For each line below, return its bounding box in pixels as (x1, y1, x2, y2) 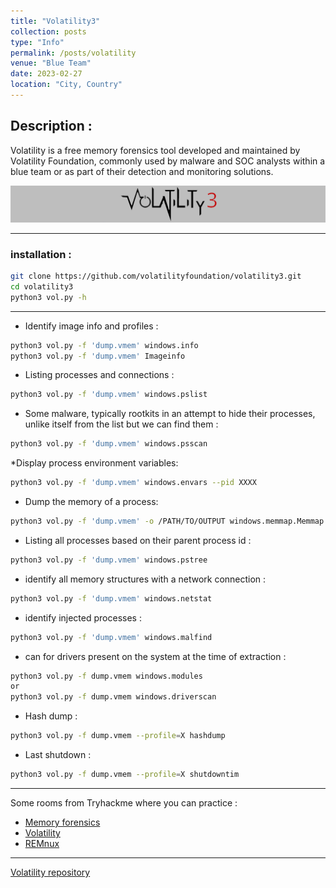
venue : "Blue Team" (10, 58, 92, 69)
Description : (10, 118, 93, 135)
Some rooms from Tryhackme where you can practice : (10, 796, 238, 809)
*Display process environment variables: (10, 457, 179, 469)
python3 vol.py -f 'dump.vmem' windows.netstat (10, 593, 213, 604)
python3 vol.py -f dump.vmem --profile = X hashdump (10, 731, 226, 741)
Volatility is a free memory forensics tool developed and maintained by (10, 144, 301, 156)
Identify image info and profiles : (24, 320, 159, 332)
